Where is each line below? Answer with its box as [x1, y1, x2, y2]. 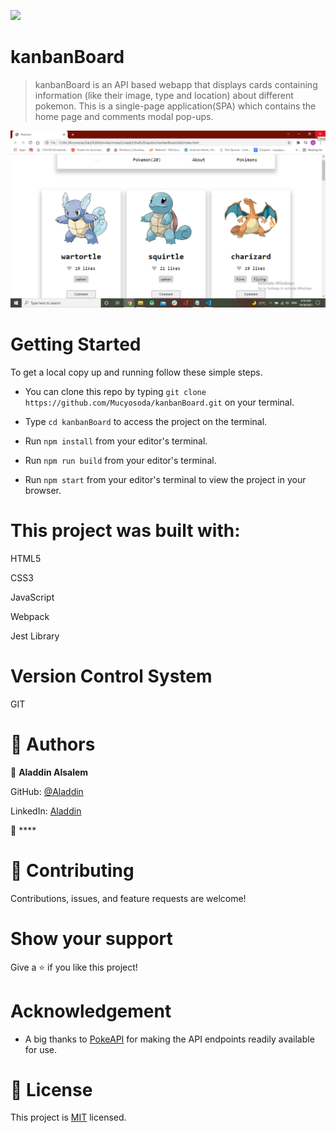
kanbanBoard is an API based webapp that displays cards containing [34, 78, 318, 90]
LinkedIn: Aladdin [10, 805, 82, 817]
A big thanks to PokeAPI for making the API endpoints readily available [24, 1033, 315, 1045]
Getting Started [10, 333, 142, 356]
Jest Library [10, 630, 60, 642]
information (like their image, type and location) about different [34, 89, 294, 101]
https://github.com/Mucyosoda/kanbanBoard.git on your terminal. [24, 396, 295, 408]
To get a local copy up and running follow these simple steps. [10, 366, 263, 378]
